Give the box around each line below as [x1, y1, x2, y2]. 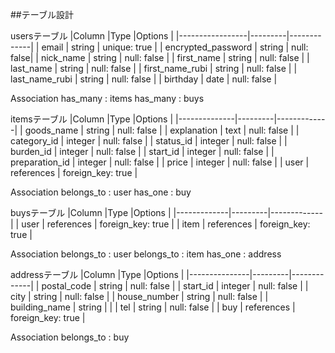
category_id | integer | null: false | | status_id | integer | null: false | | [10, 135, 288, 147]
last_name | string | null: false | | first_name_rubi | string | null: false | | [10, 63, 298, 74]
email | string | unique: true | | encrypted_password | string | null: [41, 41, 309, 53]
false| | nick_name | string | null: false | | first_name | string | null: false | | [10, 52, 310, 63]
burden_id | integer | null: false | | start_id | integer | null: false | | [10, 146, 275, 157]
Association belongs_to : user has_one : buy [10, 186, 192, 198]
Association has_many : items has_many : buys [10, 93, 205, 104]
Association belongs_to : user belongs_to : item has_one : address [10, 248, 282, 260]
